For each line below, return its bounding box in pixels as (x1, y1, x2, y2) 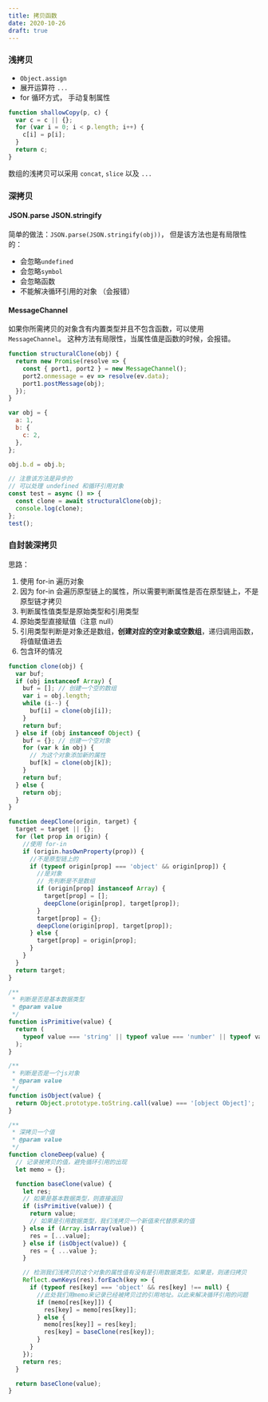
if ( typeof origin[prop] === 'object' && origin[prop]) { (29, 862, 227, 871)
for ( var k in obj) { (22, 744, 94, 752)
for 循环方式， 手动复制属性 (19, 93, 111, 102)
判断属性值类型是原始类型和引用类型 (19, 606, 140, 616)
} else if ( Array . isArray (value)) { (22, 1224, 145, 1233)
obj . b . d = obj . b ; (8, 460, 66, 468)
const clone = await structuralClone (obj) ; (15, 497, 162, 505)
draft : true (8, 26, 48, 34)
